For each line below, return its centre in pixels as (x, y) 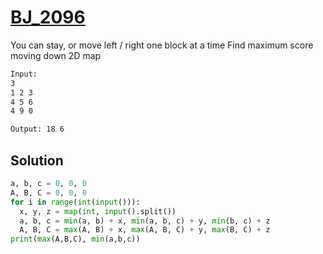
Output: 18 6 (37, 129)
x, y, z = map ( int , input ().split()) (98, 211)
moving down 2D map (56, 55)
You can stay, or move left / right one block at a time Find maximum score (162, 45)
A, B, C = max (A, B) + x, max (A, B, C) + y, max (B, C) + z (145, 230)
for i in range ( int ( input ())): (75, 202)
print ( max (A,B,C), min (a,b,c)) (75, 239)
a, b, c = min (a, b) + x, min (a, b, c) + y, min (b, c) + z (145, 221)
